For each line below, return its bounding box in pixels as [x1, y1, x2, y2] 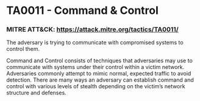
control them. [6, 45, 40, 53]
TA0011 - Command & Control [6, 4, 159, 18]
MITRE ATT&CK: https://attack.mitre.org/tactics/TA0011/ [6, 25, 179, 34]
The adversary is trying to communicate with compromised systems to [6, 39, 184, 46]
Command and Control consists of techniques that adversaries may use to [6, 57, 193, 64]
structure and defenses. [6, 89, 67, 97]
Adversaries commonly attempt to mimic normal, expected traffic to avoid [6, 70, 191, 77]
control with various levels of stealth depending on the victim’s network [6, 83, 185, 90]
